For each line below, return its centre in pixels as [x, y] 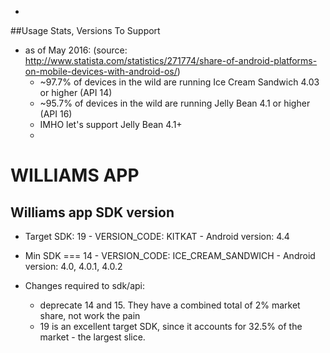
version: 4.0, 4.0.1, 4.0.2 [73, 266]
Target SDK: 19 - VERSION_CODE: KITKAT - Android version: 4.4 [157, 236]
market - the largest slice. [92, 337]
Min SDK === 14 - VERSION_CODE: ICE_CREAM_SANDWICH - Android [170, 255]
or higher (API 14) [76, 92]
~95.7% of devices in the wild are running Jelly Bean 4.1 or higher [175, 103]
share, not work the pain [90, 315]
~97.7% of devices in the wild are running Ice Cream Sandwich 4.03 [179, 82]
